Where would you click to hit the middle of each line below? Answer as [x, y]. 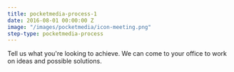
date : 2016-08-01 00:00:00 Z [51, 20]
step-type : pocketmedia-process [55, 34]
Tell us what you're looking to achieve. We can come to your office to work [117, 54]
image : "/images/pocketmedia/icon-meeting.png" [80, 27]
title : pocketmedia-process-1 [52, 14]
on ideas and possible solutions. [55, 61]
